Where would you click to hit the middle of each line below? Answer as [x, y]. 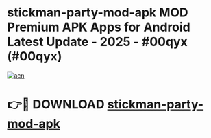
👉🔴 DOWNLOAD [56, 105]
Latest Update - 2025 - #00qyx [97, 42]
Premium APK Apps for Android [99, 27]
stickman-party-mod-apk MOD [98, 13]
